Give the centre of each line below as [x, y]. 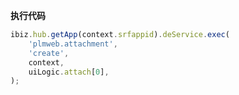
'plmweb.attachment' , [73, 44]
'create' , [49, 53]
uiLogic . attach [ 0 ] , [69, 72]
